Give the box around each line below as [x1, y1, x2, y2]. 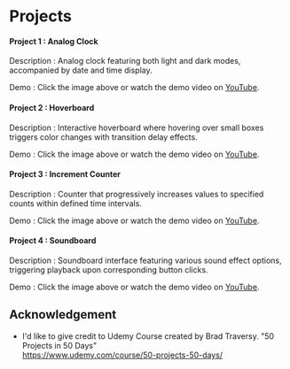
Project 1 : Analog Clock [9, 35, 99, 46]
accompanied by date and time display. [9, 65, 153, 76]
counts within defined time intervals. [9, 197, 142, 209]
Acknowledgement [9, 307, 117, 322]
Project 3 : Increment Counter [9, 169, 121, 180]
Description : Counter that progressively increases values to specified [9, 188, 264, 199]
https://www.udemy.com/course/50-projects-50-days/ [21, 350, 223, 360]
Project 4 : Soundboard [9, 235, 97, 246]
